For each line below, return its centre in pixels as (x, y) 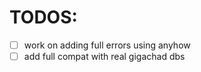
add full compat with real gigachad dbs (104, 56)
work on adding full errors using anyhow (107, 45)
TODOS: (43, 17)
